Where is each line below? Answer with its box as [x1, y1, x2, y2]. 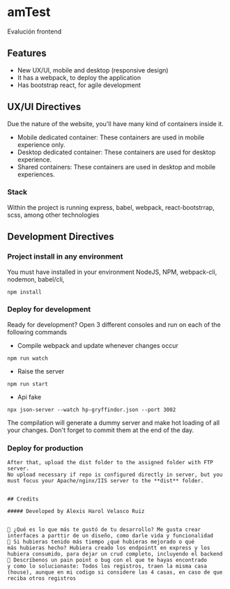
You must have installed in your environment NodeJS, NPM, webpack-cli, [7, 268, 217, 276]
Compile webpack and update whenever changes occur [17, 341, 179, 349]
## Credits [7, 496, 39, 503]
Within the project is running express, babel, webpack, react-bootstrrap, [7, 203, 215, 211]
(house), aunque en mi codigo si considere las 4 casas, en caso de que [7, 569, 223, 576]
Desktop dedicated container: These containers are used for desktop [17, 148, 216, 156]
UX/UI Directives [7, 101, 82, 113]
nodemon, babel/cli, [7, 275, 65, 283]
